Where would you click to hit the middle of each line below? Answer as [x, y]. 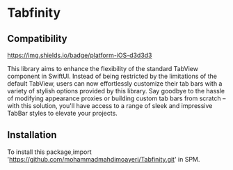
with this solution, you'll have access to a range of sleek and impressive [110, 106]
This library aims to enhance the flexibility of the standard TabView [103, 69]
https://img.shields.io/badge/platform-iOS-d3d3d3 [80, 55]
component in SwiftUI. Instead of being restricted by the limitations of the [112, 76]
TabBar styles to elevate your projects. [63, 113]
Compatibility [37, 39]
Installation [32, 135]
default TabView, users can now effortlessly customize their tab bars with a [115, 84]
